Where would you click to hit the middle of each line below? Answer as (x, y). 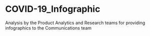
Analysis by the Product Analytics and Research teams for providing (75, 23)
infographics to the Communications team (48, 28)
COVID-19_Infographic (53, 9)
